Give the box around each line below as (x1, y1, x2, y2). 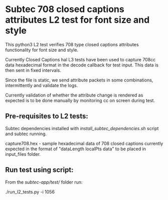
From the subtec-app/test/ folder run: (5, 179, 83, 185)
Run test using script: (5, 166, 74, 174)
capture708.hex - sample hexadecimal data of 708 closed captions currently (5, 140, 163, 146)
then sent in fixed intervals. (5, 67, 61, 73)
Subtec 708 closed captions (5, 4, 124, 15)
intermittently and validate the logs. (5, 82, 78, 88)
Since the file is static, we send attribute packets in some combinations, (5, 77, 153, 83)
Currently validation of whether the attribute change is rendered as (5, 92, 143, 98)
